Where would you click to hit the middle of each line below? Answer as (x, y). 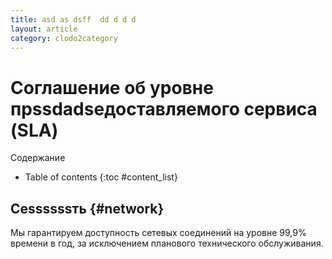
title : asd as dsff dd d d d (73, 19)
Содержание (38, 158)
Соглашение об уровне (112, 87)
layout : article (44, 29)
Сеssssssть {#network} (87, 208)
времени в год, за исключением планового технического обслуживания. (167, 243)
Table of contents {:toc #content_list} (101, 177)
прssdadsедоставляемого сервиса (164, 108)
